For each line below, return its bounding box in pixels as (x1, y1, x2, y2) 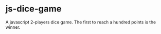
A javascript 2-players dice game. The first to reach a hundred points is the (5, 19, 156, 25)
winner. (5, 24, 20, 30)
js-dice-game (5, 3, 62, 14)
